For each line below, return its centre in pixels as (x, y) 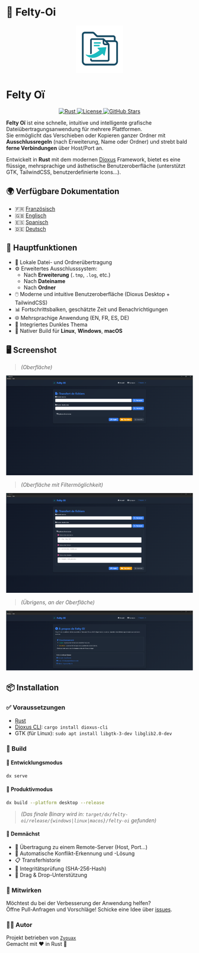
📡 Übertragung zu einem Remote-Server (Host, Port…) (81, 847)
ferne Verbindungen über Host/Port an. (55, 148)
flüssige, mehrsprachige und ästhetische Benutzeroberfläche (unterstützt (96, 166)
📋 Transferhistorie (38, 860)
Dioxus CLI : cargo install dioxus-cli (61, 727)
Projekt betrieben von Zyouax (41, 938)
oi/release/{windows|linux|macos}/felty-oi (75, 821)
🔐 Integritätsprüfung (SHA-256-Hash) (60, 868)
